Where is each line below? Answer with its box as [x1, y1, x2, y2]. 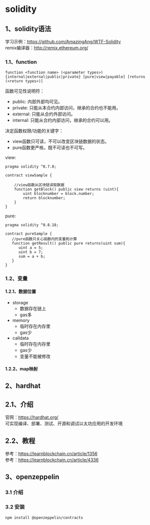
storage [12, 300, 28, 306]
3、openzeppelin [5, 473, 60, 481]
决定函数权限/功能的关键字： [5, 128, 64, 134]
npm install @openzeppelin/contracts [5, 515, 83, 520]
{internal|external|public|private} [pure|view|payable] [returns [5, 75, 146, 80]
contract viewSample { [5, 173, 52, 178]
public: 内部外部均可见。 [12, 98, 63, 105]
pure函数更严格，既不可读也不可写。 [12, 145, 87, 151]
